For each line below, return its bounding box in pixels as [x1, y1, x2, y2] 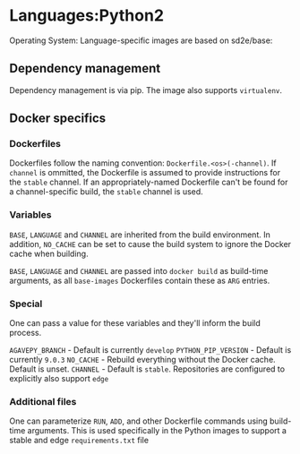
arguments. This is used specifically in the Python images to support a [27, 425, 287, 436]
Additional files [9, 395, 77, 407]
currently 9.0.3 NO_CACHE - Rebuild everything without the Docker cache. [9, 355, 276, 365]
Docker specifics [9, 111, 107, 126]
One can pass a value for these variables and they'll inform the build [9, 318, 261, 329]
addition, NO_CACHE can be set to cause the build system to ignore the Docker [9, 238, 292, 249]
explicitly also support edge [9, 373, 109, 384]
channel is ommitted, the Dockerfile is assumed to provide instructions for [9, 167, 280, 178]
